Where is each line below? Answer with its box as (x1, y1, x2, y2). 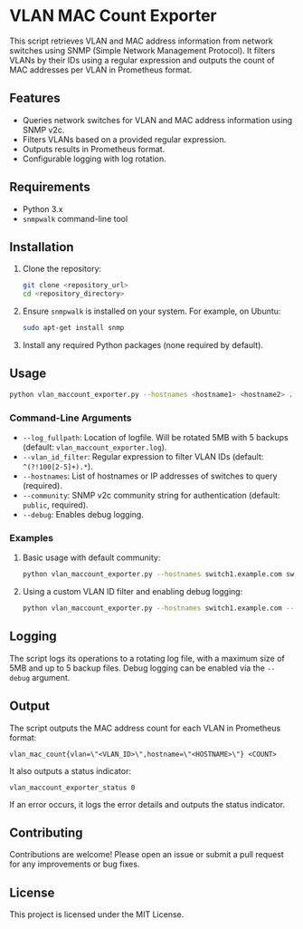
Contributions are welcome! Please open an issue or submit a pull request (9, 849, 285, 860)
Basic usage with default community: (22, 552, 161, 563)
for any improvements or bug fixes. (9, 858, 140, 870)
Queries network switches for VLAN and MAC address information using (22, 114, 293, 125)
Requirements (9, 179, 90, 195)
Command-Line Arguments (9, 411, 133, 424)
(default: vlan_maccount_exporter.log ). (22, 441, 167, 452)
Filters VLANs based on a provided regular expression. (22, 133, 227, 145)
